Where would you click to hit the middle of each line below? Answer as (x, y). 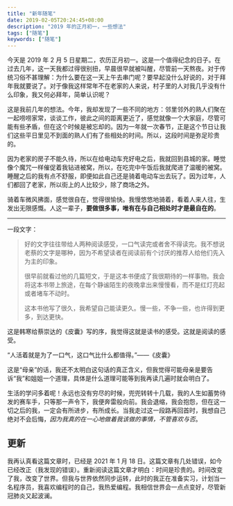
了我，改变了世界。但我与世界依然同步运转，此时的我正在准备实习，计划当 (113, 478)
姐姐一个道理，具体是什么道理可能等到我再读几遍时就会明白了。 (122, 378)
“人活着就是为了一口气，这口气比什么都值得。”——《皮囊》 (90, 355)
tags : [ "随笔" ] (28, 33)
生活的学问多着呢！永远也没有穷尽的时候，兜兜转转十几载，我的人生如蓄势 (113, 393)
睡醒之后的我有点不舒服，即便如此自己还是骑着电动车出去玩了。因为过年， (113, 176)
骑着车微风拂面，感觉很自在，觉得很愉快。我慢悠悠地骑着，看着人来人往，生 (116, 200)
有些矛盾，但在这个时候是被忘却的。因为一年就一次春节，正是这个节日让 (116, 127)
